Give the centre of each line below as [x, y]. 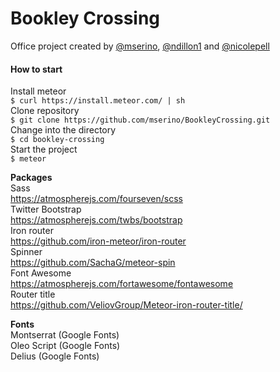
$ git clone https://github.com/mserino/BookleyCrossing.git [140, 120]
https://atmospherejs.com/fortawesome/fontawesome [122, 284]
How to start [36, 69]
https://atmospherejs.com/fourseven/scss [96, 199]
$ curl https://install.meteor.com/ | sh [98, 101]
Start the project [44, 149]
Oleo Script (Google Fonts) [65, 346]
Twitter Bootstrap [46, 209]
